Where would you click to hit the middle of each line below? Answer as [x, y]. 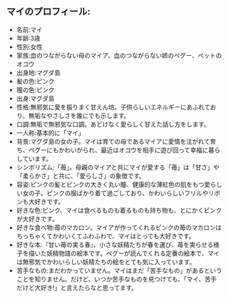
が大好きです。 [37, 219]
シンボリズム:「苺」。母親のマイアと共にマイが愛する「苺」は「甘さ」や [118, 167]
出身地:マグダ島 [38, 72]
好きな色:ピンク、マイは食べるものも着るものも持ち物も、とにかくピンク [119, 210]
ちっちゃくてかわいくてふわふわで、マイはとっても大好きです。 [106, 236]
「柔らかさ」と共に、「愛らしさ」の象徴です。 [81, 175]
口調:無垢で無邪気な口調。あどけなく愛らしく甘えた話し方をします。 [113, 124]
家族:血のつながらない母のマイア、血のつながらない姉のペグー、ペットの [119, 55]
